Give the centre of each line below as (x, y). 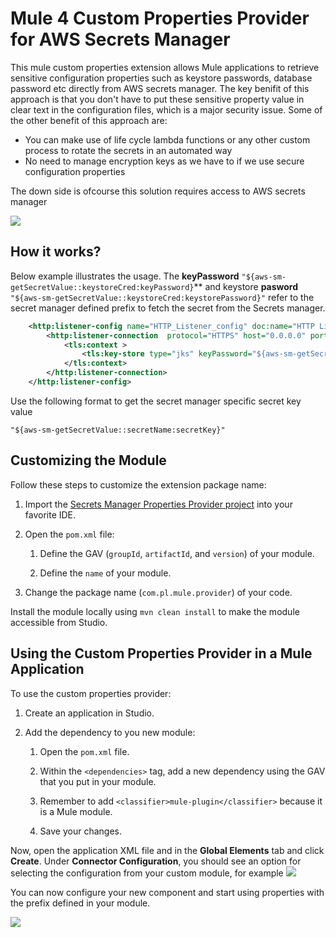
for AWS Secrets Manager (120, 39)
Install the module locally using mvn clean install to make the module (155, 611)
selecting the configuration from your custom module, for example (147, 873)
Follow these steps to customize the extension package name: (138, 484)
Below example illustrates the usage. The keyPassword (125, 276)
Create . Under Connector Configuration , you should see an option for (156, 861)
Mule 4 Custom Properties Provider (160, 18)
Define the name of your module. (105, 573)
